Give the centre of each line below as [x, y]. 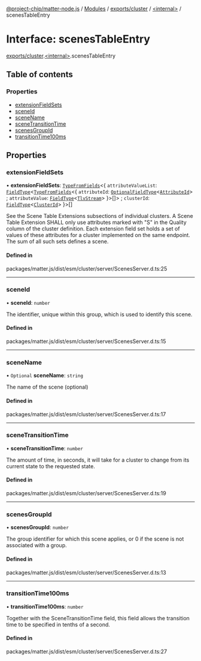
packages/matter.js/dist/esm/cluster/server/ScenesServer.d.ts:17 [86, 414]
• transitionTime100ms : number [45, 607]
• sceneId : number [28, 302]
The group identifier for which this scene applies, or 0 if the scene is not [95, 539]
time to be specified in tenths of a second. [58, 624]
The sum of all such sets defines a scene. [57, 241]
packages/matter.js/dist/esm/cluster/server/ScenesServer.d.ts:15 [86, 341]
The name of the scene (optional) [47, 387]
